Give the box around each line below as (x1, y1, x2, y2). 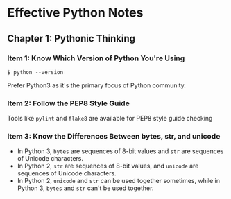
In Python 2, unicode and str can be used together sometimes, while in (17, 177, 221, 185)
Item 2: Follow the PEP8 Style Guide (7, 98, 130, 108)
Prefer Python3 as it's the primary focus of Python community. (7, 81, 186, 89)
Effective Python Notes (7, 5, 144, 21)
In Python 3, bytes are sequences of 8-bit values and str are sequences (17, 147, 224, 155)
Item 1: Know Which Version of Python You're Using (7, 53, 185, 63)
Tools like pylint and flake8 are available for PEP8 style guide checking (7, 114, 213, 123)
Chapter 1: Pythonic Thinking (7, 33, 136, 44)
